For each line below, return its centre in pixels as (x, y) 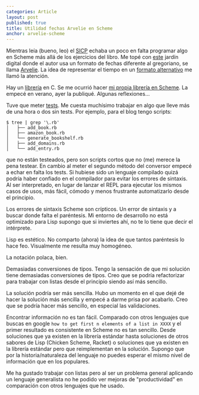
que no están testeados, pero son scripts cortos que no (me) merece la (93, 160)
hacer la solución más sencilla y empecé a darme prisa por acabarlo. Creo (97, 300)
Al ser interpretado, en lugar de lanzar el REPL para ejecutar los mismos (94, 185)
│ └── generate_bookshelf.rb (45, 138)
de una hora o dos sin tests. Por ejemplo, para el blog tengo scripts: (89, 112)
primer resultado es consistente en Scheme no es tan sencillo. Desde (91, 330)
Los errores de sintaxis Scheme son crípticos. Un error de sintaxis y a (91, 209)
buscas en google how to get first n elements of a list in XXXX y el (94, 324)
